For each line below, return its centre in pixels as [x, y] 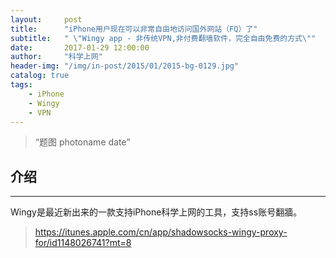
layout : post [46, 19]
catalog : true [40, 76]
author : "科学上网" [56, 57]
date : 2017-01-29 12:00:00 [80, 47]
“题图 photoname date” [82, 142]
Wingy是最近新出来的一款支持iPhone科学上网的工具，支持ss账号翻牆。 [156, 212]
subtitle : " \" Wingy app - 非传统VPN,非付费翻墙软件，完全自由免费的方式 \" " [163, 38]
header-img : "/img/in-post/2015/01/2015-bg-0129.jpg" [125, 66]
